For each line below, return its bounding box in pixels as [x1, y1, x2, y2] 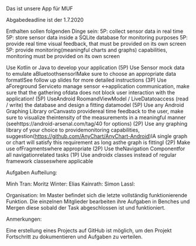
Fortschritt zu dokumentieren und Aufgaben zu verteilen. [6, 233, 143, 240]
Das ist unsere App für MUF [6, 5, 73, 12]
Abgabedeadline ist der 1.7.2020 [6, 16, 84, 23]
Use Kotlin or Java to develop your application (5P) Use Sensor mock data [6, 64, 185, 71]
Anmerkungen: [6, 215, 42, 223]
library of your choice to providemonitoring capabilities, [6, 126, 140, 133]
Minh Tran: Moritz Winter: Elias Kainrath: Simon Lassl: [6, 180, 136, 187]
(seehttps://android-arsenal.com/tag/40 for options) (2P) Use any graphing [6, 120, 188, 127]
